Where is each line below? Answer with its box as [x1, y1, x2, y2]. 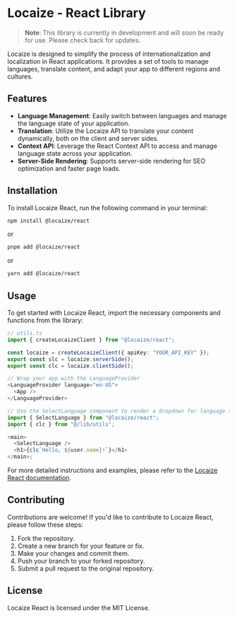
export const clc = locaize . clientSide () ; [7, 362, 134, 370]
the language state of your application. [17, 119, 130, 127]
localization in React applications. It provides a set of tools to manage [7, 57, 209, 65]
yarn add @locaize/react [7, 270, 80, 277]
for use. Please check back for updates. [24, 35, 141, 44]
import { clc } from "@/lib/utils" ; [7, 420, 115, 428]
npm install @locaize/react [7, 217, 90, 224]
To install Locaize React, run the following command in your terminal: [7, 203, 208, 212]
